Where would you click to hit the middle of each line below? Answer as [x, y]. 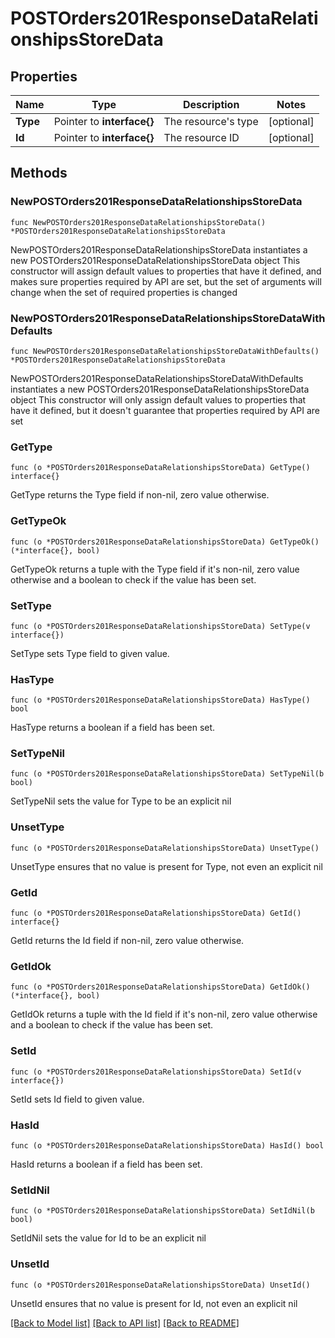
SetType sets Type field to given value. [90, 653]
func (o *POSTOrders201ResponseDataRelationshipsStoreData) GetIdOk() [160, 987]
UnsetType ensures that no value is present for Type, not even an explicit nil [166, 866]
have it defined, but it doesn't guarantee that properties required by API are [165, 410]
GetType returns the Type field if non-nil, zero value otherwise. [140, 495]
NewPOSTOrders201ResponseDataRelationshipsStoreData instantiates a [159, 249]
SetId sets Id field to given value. [77, 1099]
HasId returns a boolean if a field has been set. [106, 1164]
